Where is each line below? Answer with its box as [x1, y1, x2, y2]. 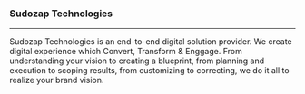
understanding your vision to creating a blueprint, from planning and [9, 55, 265, 66]
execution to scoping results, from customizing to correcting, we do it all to [9, 65, 290, 76]
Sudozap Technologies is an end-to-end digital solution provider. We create [9, 36, 292, 47]
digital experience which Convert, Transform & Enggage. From [9, 46, 242, 57]
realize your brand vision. [9, 75, 104, 86]
